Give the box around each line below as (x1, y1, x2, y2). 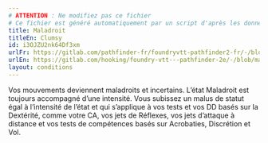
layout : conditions (8, 64, 73, 71)
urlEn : (8, 56, 30, 64)
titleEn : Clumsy (8, 33, 62, 42)
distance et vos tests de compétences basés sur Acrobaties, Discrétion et (8, 118, 251, 128)
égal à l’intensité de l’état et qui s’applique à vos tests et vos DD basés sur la (8, 102, 259, 111)
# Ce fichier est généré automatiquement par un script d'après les (8, 19, 241, 27)
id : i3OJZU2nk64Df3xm (8, 41, 81, 49)
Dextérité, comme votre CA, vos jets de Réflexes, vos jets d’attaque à (8, 110, 235, 120)
